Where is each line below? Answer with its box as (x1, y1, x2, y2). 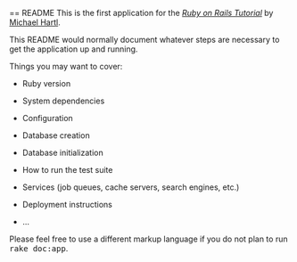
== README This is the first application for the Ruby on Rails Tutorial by (9, 8, 274, 18)
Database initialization (21, 147, 104, 158)
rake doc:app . (9, 243, 69, 253)
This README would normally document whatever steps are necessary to (9, 35, 280, 45)
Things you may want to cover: (9, 61, 123, 71)
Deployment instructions (21, 200, 113, 209)
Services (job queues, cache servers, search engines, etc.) (21, 182, 240, 192)
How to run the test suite (21, 165, 113, 175)
